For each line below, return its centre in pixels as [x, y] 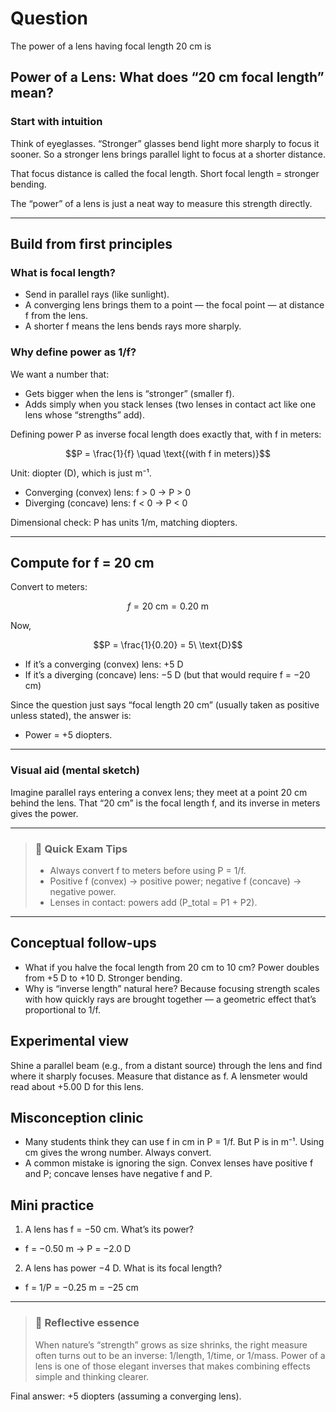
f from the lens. [56, 316]
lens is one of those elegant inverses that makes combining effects [172, 1366]
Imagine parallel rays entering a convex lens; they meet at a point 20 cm [159, 792]
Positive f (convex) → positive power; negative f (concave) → [175, 881]
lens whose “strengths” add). [84, 414]
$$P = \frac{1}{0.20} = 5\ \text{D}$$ [168, 645]
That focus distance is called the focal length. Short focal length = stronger [165, 173]
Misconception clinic [77, 1118]
